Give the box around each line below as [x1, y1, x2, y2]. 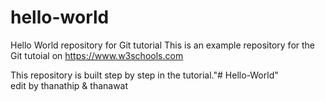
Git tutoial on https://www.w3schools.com [10, 49, 184, 61]
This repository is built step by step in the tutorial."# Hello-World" [10, 69, 279, 81]
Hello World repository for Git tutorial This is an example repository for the [10, 39, 316, 51]
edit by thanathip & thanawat [10, 79, 129, 91]
